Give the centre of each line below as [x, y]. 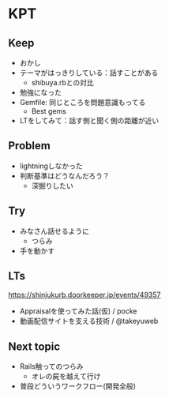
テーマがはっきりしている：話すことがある [89, 73]
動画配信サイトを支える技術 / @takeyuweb [89, 321]
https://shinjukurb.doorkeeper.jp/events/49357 [84, 295]
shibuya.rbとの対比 [63, 83]
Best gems [49, 111]
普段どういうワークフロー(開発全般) [78, 386]
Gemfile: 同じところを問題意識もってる [83, 102]
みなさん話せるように [54, 231]
